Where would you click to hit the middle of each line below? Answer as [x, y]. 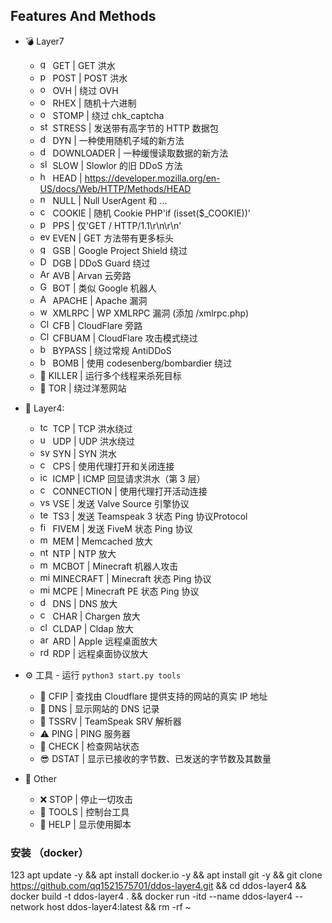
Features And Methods [83, 16]
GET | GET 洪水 [84, 65]
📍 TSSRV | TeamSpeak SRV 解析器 [110, 721]
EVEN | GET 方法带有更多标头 [113, 238]
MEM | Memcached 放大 [102, 541]
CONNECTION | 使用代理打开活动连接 [130, 491]
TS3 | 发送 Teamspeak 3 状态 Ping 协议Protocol [150, 516]
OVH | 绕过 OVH [85, 90]
